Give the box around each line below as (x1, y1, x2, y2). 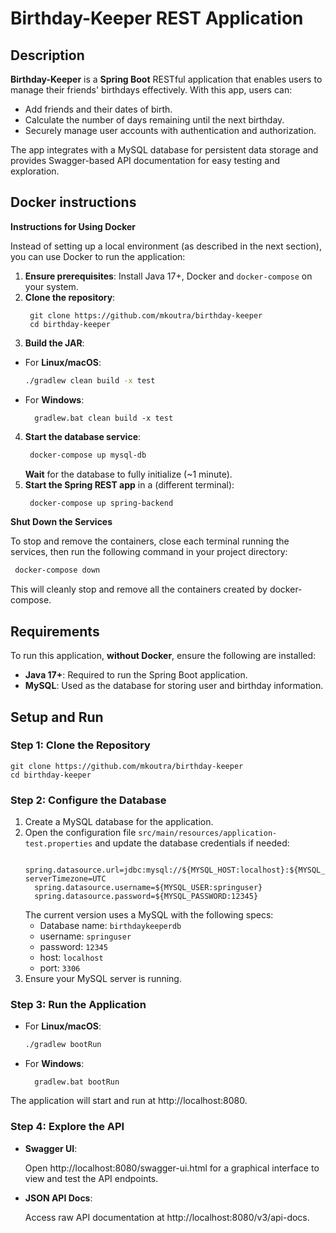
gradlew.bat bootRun (34, 1077, 120, 1087)
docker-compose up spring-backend (29, 498, 174, 508)
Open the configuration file (24, 827, 137, 839)
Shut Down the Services (10, 516, 113, 528)
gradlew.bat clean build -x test (34, 413, 174, 423)
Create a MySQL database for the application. (24, 816, 214, 828)
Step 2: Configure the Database (10, 793, 167, 807)
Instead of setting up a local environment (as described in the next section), (10, 240, 322, 252)
